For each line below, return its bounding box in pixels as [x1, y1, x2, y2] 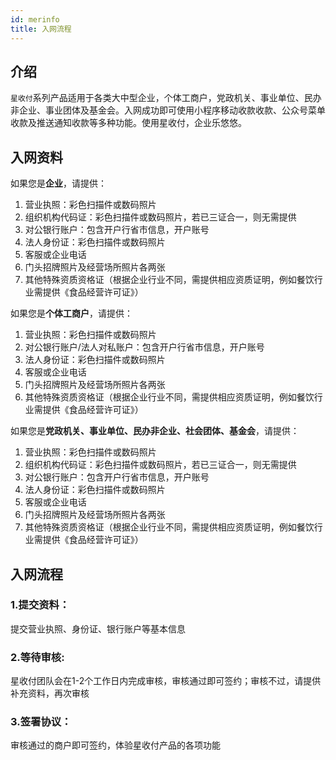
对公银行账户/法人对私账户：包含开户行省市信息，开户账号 [24, 341, 265, 353]
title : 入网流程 [10, 24, 72, 34]
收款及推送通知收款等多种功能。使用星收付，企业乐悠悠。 [10, 117, 247, 129]
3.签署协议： [10, 715, 72, 729]
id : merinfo [10, 14, 60, 25]
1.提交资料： [10, 598, 70, 612]
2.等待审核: [10, 650, 65, 664]
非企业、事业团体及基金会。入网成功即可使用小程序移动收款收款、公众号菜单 [10, 104, 326, 116]
